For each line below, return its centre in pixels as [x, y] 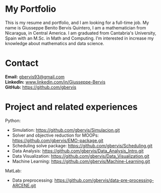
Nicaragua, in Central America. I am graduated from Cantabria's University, [81, 33]
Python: [13, 121]
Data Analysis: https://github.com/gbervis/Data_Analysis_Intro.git [78, 151]
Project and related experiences [71, 107]
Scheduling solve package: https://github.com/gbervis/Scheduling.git [82, 145]
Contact [22, 63]
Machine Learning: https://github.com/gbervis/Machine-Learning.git [81, 161]
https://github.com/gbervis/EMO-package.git [58, 140]
